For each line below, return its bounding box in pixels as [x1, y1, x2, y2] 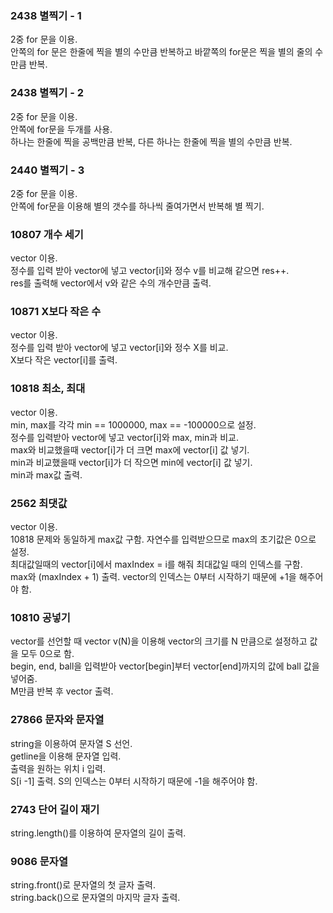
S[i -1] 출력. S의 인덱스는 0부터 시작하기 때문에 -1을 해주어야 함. [10, 775, 258, 787]
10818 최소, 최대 [10, 382, 86, 396]
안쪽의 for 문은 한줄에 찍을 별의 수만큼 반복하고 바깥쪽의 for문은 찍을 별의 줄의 [10, 46, 313, 58]
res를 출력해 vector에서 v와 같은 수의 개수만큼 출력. [10, 277, 212, 289]
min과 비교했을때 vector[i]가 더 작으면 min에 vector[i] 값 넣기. [10, 456, 253, 468]
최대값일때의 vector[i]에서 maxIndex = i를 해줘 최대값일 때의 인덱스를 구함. [10, 558, 303, 571]
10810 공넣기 [10, 611, 71, 624]
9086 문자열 [10, 854, 68, 868]
